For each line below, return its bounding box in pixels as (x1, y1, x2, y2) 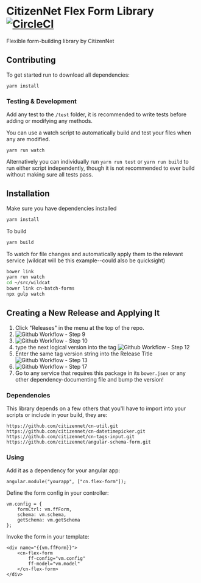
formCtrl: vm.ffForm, (17, 506, 72, 512)
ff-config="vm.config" (28, 556, 86, 562)
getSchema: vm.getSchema (17, 517, 80, 523)
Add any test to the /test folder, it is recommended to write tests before (6, 111, 187, 118)
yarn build (6, 239, 34, 245)
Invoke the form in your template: (6, 533, 90, 540)
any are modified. (6, 136, 51, 143)
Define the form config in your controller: (6, 489, 109, 497)
